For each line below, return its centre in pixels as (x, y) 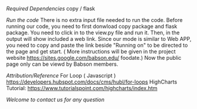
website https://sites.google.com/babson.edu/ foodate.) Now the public (94, 58)
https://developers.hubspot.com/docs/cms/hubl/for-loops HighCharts (92, 82)
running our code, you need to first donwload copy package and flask (92, 26)
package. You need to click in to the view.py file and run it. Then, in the (93, 33)
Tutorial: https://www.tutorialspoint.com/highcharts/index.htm (82, 88)
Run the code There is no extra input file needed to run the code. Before (94, 20)
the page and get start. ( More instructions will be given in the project (91, 52)
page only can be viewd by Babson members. (62, 64)
